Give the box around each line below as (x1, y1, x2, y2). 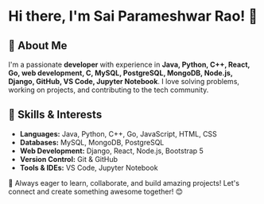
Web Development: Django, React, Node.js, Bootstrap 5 (19, 146, 204, 156)
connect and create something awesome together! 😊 (8, 187, 184, 196)
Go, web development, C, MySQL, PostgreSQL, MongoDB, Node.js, (8, 68, 233, 78)
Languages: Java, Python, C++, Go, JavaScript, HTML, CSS (19, 129, 217, 138)
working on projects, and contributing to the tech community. (8, 85, 209, 94)
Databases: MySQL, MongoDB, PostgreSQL (19, 137, 165, 147)
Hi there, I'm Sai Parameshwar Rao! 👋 (8, 7, 258, 25)
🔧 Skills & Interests (8, 108, 103, 121)
